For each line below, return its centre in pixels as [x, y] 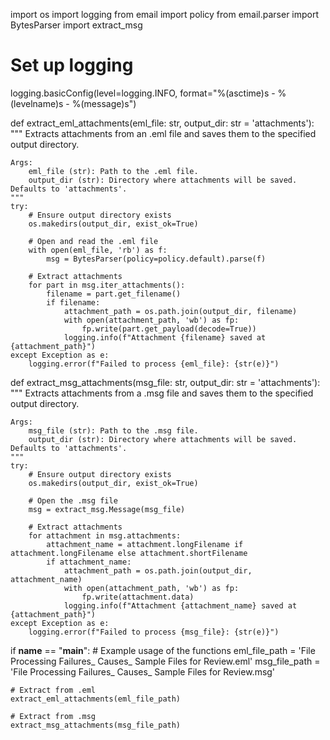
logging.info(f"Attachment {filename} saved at [165, 337]
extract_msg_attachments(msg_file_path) [96, 725]
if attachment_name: [89, 562]
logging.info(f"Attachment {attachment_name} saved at [180, 605]
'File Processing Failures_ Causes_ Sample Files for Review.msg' [143, 671]
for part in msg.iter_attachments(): [107, 285]
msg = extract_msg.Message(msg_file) [107, 509]
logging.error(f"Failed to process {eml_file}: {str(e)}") [154, 364]
